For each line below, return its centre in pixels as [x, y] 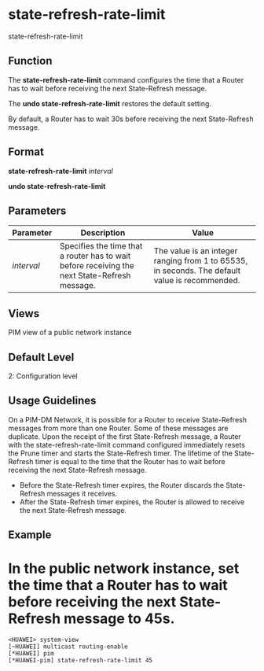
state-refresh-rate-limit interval [61, 171]
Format [26, 152]
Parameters [37, 210]
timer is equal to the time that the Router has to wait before [130, 461]
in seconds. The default [197, 271]
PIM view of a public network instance [70, 333]
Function [30, 61]
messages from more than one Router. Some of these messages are [118, 428]
